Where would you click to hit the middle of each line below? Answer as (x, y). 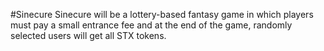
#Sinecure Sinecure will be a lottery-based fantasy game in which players (162, 14)
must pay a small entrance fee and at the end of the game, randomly (151, 25)
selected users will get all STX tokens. (88, 35)
